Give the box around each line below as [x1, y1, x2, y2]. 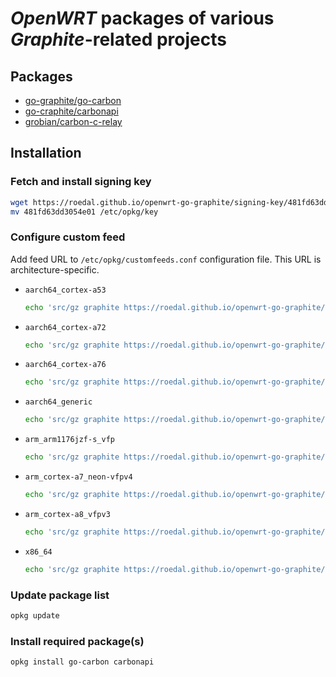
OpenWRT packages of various [10, 7, 275, 30]
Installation [10, 145, 82, 162]
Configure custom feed [10, 230, 126, 244]
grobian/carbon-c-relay [24, 116, 123, 127]
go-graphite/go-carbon [24, 95, 122, 106]
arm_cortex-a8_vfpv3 [24, 509, 111, 519]
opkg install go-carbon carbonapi [10, 657, 155, 667]
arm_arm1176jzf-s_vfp [24, 435, 115, 445]
